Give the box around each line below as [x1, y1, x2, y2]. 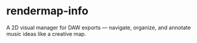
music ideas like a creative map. [6, 30, 87, 37]
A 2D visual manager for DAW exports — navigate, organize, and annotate [6, 24, 191, 31]
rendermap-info [6, 4, 89, 18]
